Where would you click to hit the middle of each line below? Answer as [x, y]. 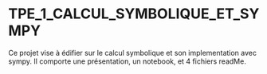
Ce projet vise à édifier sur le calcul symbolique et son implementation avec [133, 53]
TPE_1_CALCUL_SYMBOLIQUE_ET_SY [134, 14]
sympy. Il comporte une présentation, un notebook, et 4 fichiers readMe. [128, 61]
